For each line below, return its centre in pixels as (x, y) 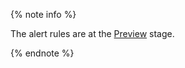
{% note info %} (43, 14)
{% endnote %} (42, 53)
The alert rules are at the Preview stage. (92, 33)
